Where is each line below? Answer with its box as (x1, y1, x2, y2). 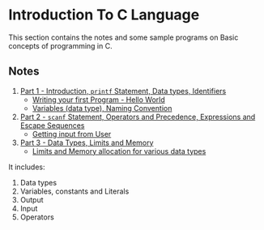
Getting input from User (32, 129, 112, 138)
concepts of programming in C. (8, 40, 113, 50)
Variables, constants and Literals (19, 186, 130, 196)
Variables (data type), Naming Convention (32, 103, 172, 113)
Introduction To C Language (8, 6, 200, 24)
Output (19, 194, 44, 204)
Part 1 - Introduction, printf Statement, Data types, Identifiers (19, 86, 227, 96)
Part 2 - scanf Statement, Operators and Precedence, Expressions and (19, 112, 256, 121)
